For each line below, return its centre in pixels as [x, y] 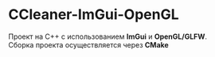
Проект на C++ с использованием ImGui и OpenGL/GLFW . [108, 36]
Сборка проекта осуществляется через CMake [88, 44]
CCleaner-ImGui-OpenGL [94, 15]
